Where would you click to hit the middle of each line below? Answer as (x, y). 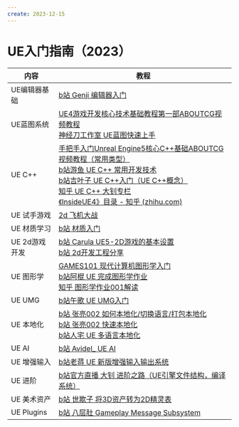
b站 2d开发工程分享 (91, 252)
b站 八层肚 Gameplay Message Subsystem (129, 412)
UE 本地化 (27, 325)
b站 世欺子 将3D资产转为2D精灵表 (115, 399)
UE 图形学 (27, 276)
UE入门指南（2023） (69, 51)
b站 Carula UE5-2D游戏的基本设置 (116, 241)
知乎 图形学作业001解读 (98, 287)
